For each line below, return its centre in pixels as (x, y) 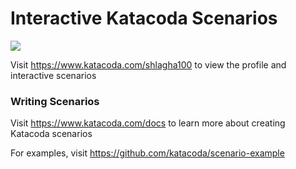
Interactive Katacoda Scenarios (144, 18)
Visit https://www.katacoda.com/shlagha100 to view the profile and (148, 64)
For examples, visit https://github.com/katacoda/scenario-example (147, 153)
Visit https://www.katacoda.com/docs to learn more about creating (148, 123)
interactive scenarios (53, 75)
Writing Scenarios (55, 101)
